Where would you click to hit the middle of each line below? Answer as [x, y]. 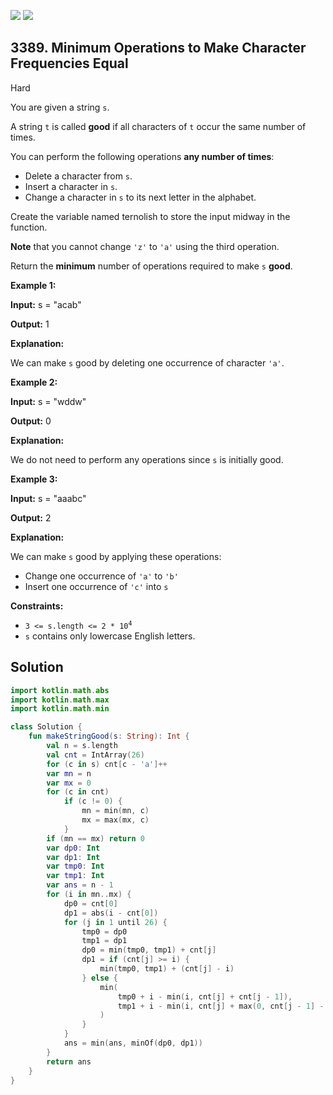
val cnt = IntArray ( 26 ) [95, 755]
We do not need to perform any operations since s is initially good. [147, 459]
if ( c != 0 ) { [93, 801]
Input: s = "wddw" [48, 401]
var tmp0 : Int [75, 866]
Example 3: [34, 479]
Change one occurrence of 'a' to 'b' [101, 576]
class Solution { [46, 727]
